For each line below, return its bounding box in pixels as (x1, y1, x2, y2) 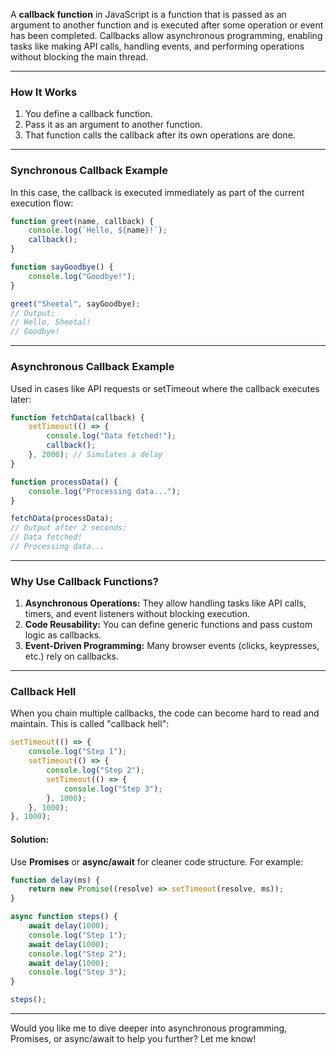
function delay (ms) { (10, 875, 101, 885)
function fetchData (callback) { (10, 412, 145, 423)
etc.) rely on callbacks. (24, 650, 119, 663)
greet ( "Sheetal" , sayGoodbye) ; (10, 299, 141, 309)
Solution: (10, 833, 50, 845)
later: (10, 393, 32, 405)
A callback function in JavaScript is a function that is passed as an (10, 9, 287, 20)
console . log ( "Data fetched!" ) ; (46, 431, 177, 441)
